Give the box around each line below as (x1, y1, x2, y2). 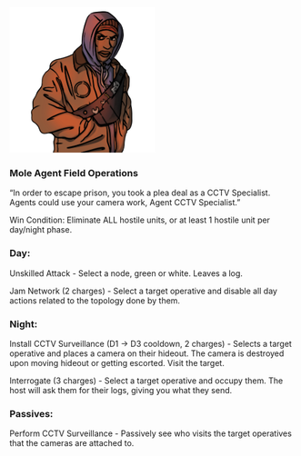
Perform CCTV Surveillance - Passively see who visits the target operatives (9, 428, 293, 439)
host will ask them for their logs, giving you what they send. (9, 384, 233, 395)
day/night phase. (9, 224, 73, 235)
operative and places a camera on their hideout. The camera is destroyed (9, 348, 285, 359)
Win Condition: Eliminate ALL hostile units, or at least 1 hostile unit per (9, 214, 271, 225)
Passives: (9, 407, 54, 420)
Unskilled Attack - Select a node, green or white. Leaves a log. (9, 267, 244, 279)
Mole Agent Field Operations (9, 166, 139, 179)
